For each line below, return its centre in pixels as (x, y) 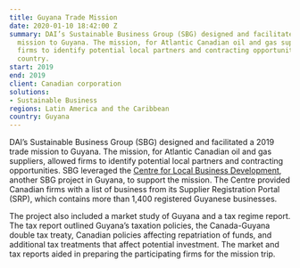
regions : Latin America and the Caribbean (89, 109)
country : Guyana (39, 117)
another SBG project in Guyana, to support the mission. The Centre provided (150, 180)
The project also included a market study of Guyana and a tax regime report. (150, 216)
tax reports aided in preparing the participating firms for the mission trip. (142, 254)
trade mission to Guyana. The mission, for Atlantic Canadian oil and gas (141, 151)
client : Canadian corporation (66, 84)
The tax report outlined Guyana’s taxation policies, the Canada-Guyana (140, 226)
